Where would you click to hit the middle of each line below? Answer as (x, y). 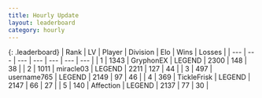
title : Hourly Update (44, 15)
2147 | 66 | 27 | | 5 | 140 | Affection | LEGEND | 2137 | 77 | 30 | (109, 85)
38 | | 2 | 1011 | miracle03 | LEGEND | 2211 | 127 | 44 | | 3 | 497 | (110, 69)
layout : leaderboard (42, 23)
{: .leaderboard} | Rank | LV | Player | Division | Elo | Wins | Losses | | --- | (127, 53)
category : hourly (37, 30)
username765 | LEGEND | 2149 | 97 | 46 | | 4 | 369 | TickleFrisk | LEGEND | (129, 77)
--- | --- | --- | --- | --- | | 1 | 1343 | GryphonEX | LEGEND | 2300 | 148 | (132, 60)
